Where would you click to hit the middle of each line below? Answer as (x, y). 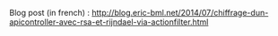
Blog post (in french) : (50, 13)
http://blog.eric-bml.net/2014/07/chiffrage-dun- (180, 13)
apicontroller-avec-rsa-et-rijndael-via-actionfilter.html (109, 22)
